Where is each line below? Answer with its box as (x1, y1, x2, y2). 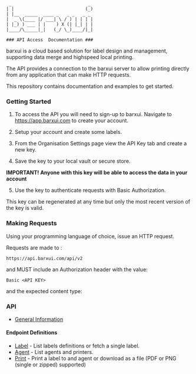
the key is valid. (6, 205, 44, 212)
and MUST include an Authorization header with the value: (6, 265, 148, 273)
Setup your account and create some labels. (14, 129, 122, 136)
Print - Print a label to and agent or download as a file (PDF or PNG (14, 355, 177, 362)
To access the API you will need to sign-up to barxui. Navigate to (14, 111, 172, 118)
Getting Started (6, 97, 51, 106)
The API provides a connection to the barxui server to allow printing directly (6, 65, 190, 72)
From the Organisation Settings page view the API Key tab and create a (14, 140, 187, 147)
